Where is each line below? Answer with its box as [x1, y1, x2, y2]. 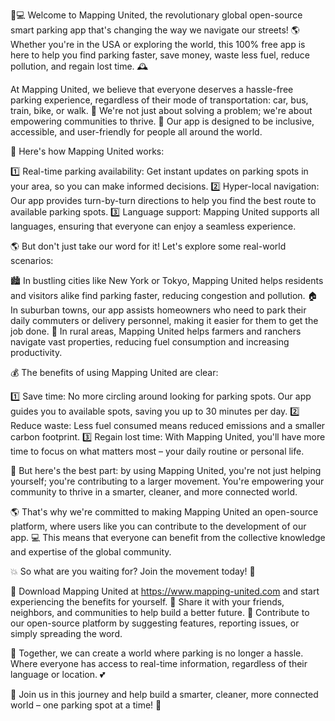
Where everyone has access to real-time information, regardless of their [10, 658, 308, 669]
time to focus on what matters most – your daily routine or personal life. [10, 445, 305, 457]
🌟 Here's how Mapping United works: [10, 145, 165, 157]
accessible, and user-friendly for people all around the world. [10, 126, 263, 138]
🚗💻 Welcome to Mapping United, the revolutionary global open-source [10, 9, 303, 21]
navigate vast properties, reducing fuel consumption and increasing [10, 336, 290, 348]
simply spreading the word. [10, 628, 123, 639]
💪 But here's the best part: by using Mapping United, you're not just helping [10, 465, 322, 476]
